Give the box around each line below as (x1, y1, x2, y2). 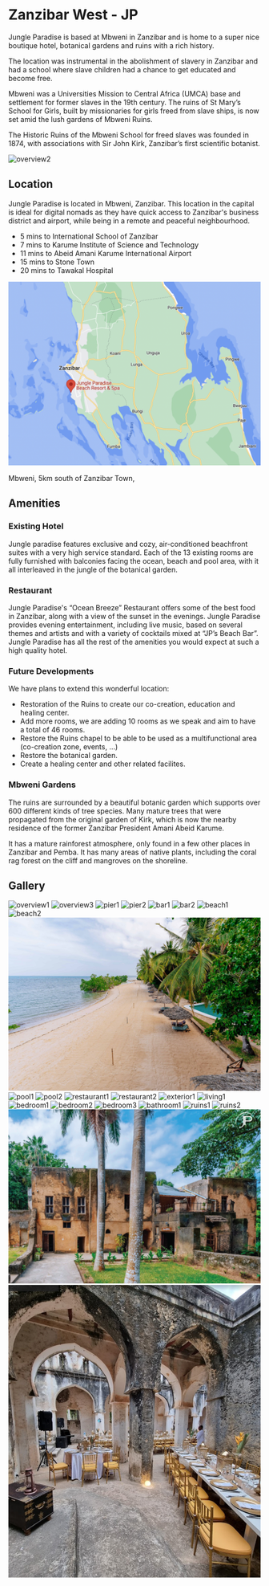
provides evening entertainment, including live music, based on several (8, 620, 243, 630)
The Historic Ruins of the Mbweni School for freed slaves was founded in (8, 130, 250, 140)
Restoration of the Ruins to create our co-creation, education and (19, 699, 235, 709)
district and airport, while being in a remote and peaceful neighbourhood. (8, 215, 251, 226)
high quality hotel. (8, 645, 68, 655)
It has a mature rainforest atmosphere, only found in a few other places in (8, 838, 251, 848)
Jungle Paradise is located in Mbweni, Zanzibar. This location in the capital (8, 198, 255, 208)
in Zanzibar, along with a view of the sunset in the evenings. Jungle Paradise (8, 611, 261, 621)
